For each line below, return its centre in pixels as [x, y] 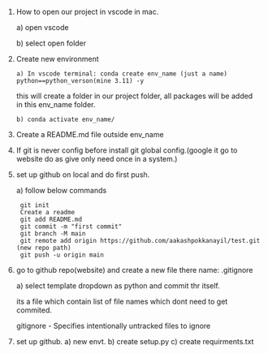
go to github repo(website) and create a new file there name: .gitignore [134, 270]
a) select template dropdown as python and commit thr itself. [118, 286]
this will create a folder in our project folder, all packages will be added [134, 96]
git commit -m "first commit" [71, 227]
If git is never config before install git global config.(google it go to [127, 150]
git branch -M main [53, 234]
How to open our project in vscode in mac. [87, 12]
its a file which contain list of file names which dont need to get [122, 301]
